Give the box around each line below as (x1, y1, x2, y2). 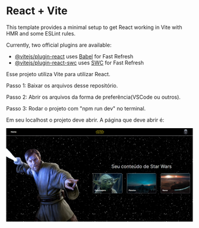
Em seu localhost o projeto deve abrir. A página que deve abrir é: (6, 116, 165, 123)
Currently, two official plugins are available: (6, 41, 112, 48)
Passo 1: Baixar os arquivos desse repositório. (6, 82, 118, 89)
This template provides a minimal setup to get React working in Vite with (6, 24, 182, 31)
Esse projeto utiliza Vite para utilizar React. (6, 70, 111, 77)
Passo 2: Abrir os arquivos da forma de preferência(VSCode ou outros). (6, 93, 181, 100)
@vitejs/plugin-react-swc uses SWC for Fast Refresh (14, 59, 144, 66)
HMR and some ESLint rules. (6, 30, 76, 37)
